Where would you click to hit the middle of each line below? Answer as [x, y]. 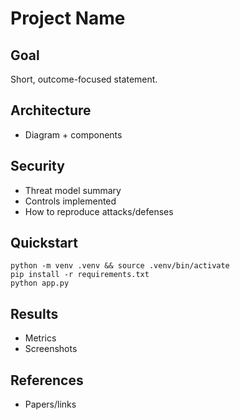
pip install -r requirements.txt [80, 275]
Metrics [40, 338]
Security [37, 166]
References [47, 380]
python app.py [40, 283]
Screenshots [51, 349]
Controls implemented [70, 201]
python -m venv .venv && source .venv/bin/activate [120, 266]
